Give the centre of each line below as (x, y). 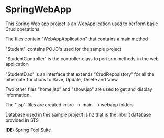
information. (18, 95)
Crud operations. (23, 29)
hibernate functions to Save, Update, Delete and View (62, 79)
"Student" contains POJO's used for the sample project (63, 49)
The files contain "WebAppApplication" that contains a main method (77, 39)
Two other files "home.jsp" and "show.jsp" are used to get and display (79, 89)
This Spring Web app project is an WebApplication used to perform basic (82, 24)
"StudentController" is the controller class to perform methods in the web (82, 59)
